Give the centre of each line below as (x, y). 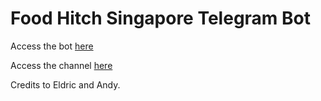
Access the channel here (61, 65)
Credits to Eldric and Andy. (65, 84)
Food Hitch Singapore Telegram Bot (160, 18)
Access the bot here (52, 46)
